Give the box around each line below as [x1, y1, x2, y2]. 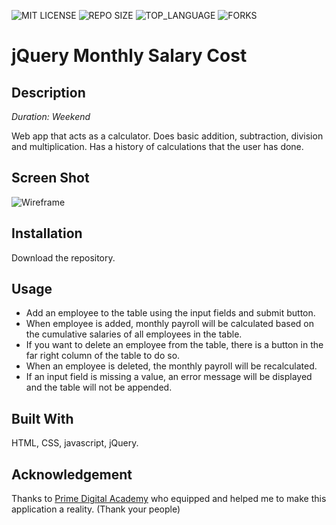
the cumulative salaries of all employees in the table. [25, 328, 243, 340]
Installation [11, 225, 83, 242]
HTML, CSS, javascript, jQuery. [11, 437, 139, 449]
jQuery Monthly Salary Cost [11, 45, 248, 67]
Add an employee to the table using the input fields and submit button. [25, 307, 316, 319]
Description [11, 84, 86, 101]
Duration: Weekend [11, 111, 91, 122]
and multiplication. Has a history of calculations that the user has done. [11, 141, 304, 152]
